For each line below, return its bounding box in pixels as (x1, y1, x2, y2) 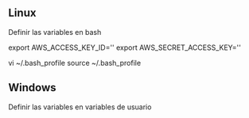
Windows (8, 81, 56, 94)
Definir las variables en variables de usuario (8, 102, 152, 112)
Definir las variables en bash (8, 27, 102, 36)
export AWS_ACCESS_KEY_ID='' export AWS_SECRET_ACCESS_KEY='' (8, 43, 241, 52)
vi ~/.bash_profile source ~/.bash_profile (8, 58, 142, 67)
